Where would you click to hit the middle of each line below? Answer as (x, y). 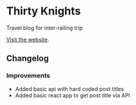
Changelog (28, 59)
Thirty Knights (44, 11)
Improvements (28, 75)
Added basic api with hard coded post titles (70, 89)
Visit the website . (28, 39)
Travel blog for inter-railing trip (45, 28)
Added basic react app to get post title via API (73, 95)
